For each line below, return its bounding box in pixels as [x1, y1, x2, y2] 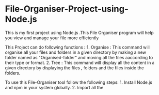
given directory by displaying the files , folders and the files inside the [5, 64, 144, 71]
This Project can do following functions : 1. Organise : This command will [5, 44, 150, 50]
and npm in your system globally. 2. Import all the [5, 84, 104, 90]
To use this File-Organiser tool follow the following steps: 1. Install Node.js [5, 79, 153, 85]
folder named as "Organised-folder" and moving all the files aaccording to [5, 54, 153, 60]
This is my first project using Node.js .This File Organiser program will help [5, 30, 154, 35]
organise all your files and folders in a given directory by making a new [5, 49, 146, 55]
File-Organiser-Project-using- [5, 3, 129, 15]
